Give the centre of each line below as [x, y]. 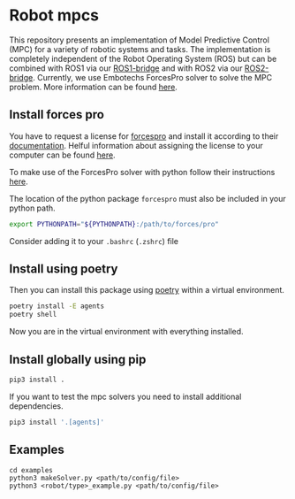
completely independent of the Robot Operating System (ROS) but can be [143, 58]
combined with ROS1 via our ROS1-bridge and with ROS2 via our [126, 68]
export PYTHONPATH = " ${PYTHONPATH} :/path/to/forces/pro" [114, 224]
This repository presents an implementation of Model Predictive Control [139, 40]
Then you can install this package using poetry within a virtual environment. [147, 290]
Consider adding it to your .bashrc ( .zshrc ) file [94, 241]
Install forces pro [57, 115]
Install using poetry [64, 269]
